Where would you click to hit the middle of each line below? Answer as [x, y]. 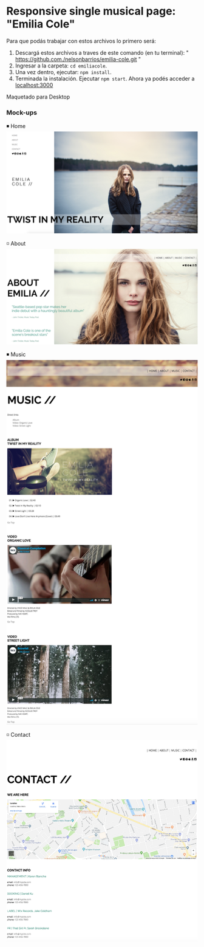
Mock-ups [22, 112]
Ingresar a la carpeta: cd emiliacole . [61, 66]
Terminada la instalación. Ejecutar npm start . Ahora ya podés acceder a [105, 78]
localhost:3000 [34, 85]
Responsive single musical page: [91, 11]
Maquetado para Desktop [38, 97]
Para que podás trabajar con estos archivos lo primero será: [81, 41]
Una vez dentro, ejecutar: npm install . [63, 72]
